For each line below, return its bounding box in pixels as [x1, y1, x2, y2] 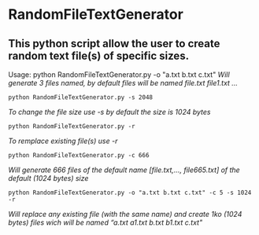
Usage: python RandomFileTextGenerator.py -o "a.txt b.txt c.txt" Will [8, 70, 230, 79]
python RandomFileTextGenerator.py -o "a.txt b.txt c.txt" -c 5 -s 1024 [8, 189, 252, 196]
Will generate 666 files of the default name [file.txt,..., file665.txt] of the [8, 165, 240, 174]
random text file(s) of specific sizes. [8, 49, 190, 62]
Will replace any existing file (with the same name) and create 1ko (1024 [8, 210, 242, 218]
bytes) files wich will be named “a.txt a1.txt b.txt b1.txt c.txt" [8, 218, 203, 227]
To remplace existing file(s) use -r [8, 136, 118, 145]
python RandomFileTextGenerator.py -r [8, 123, 135, 130]
